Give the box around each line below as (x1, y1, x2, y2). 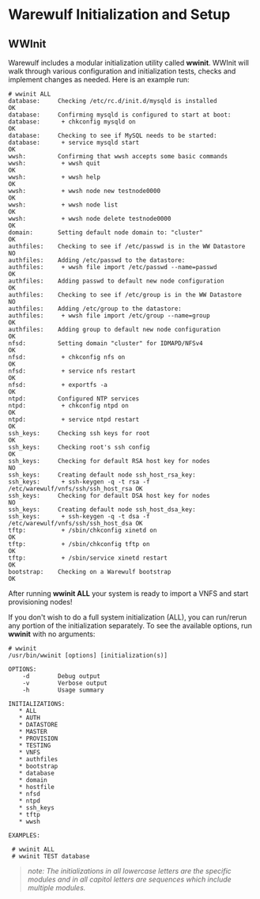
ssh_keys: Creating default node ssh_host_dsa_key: (8, 506, 196, 514)
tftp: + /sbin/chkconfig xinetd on (8, 526, 157, 534)
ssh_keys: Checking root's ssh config (8, 443, 150, 451)
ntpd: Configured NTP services (8, 395, 140, 403)
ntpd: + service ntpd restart (8, 415, 140, 423)
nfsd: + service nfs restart (8, 367, 136, 375)
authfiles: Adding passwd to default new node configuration (8, 277, 224, 285)
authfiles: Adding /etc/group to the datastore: (8, 305, 182, 313)
